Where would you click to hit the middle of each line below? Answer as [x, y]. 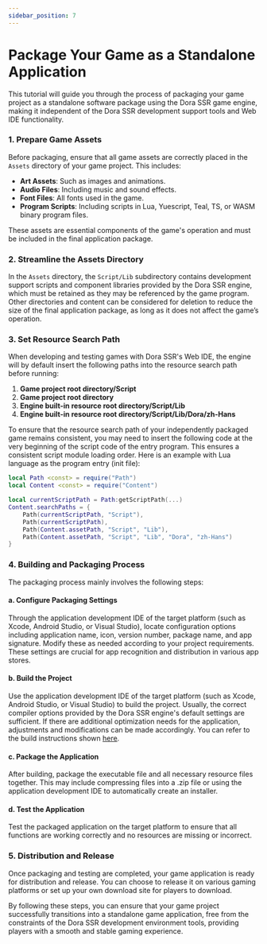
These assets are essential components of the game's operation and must [130, 230]
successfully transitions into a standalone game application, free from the [128, 914]
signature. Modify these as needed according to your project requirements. [131, 643]
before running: [34, 374]
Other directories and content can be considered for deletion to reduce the [130, 302]
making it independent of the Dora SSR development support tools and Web [132, 111]
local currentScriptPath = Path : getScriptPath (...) [95, 500]
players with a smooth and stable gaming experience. [96, 930]
